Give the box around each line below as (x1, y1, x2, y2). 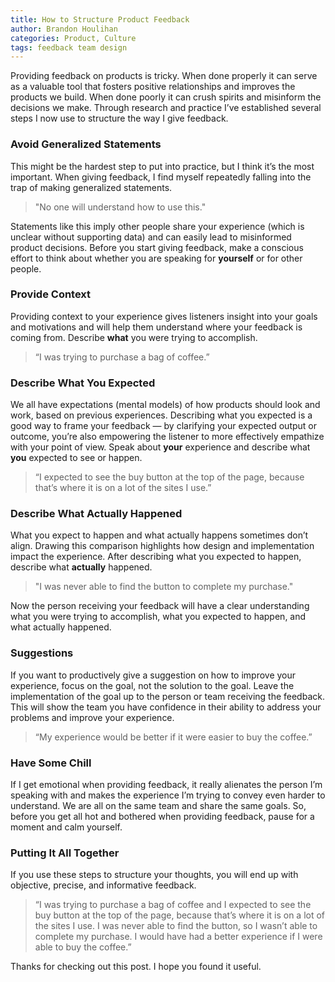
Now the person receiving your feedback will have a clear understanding (10, 600, 310, 612)
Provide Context (10, 287, 92, 301)
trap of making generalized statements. (10, 181, 173, 193)
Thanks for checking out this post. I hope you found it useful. (10, 961, 262, 973)
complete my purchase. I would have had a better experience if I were (34, 931, 323, 943)
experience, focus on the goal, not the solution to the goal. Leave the (10, 679, 295, 691)
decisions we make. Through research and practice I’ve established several (10, 102, 322, 114)
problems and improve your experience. (10, 711, 175, 723)
